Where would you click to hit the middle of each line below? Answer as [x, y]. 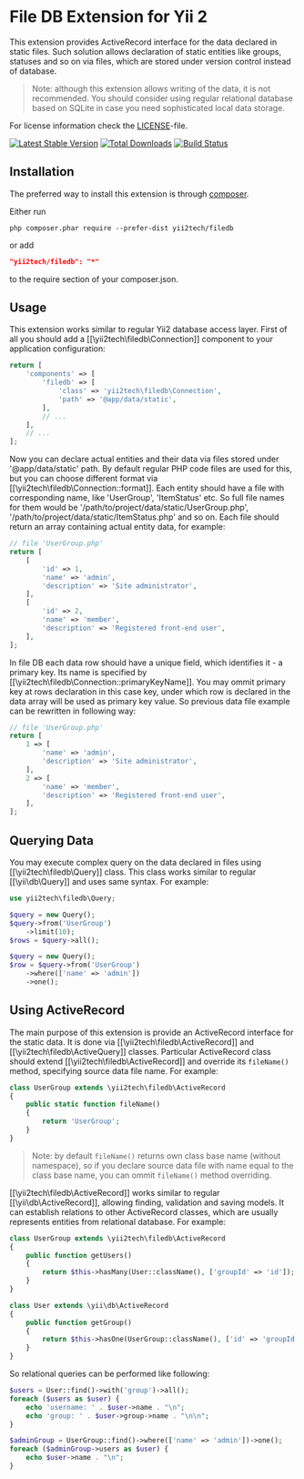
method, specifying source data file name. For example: [114, 1070]
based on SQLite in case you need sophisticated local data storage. [158, 107]
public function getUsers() [79, 1255]
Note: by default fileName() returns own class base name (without [156, 1155]
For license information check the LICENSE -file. [99, 126]
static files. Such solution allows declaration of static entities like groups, [146, 51]
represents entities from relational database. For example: [117, 1221]
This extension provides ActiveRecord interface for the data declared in [143, 42]
